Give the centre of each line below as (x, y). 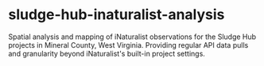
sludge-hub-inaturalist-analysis (116, 15)
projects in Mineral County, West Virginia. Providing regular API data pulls (128, 45)
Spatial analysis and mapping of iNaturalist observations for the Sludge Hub (132, 37)
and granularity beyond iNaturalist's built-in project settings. (107, 53)
